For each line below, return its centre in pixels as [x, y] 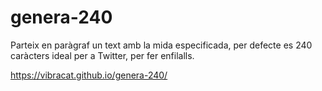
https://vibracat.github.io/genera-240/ [89, 75]
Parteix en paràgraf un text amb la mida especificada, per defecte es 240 [161, 45]
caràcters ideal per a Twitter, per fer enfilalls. [102, 55]
